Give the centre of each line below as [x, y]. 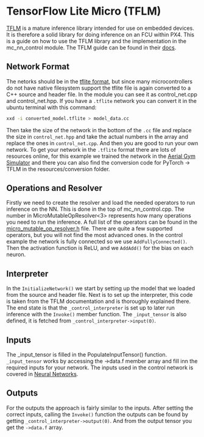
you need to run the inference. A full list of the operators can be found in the [102, 222]
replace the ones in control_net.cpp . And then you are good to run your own [102, 143]
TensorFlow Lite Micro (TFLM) [84, 11]
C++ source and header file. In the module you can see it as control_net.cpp [102, 94]
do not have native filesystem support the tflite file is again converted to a [99, 88]
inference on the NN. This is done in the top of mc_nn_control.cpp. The [95, 209]
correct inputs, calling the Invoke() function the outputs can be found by [97, 414]
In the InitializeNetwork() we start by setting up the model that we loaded [101, 288]
